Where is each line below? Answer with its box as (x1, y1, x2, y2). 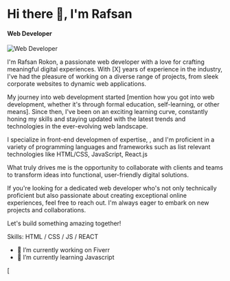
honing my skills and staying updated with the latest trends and (7, 115, 186, 123)
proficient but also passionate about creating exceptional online (7, 192, 187, 200)
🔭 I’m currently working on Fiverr (16, 246, 111, 254)
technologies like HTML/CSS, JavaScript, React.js (7, 150, 148, 159)
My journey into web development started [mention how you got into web (7, 93, 215, 102)
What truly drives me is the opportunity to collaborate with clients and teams (7, 164, 223, 172)
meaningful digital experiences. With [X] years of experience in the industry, (7, 65, 223, 74)
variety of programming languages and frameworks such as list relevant (7, 143, 211, 151)
